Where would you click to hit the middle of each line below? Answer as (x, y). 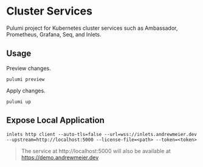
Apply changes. (26, 90)
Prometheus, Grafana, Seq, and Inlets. (54, 34)
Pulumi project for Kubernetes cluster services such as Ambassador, (92, 28)
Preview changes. (29, 68)
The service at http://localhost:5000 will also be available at (96, 151)
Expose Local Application (56, 121)
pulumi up (19, 101)
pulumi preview (26, 79)
